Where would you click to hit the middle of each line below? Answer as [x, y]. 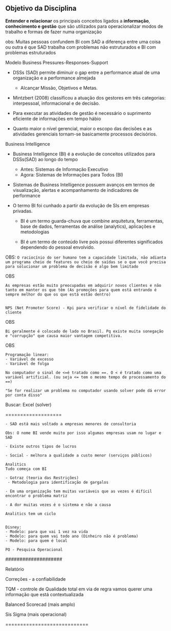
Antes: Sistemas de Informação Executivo [64, 169]
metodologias [35, 232]
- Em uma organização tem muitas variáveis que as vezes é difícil [79, 491]
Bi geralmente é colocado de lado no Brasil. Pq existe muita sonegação [84, 331]
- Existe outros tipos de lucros [41, 446]
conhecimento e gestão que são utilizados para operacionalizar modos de [84, 26]
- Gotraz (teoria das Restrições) [42, 478]
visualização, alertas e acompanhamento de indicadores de [76, 190]
